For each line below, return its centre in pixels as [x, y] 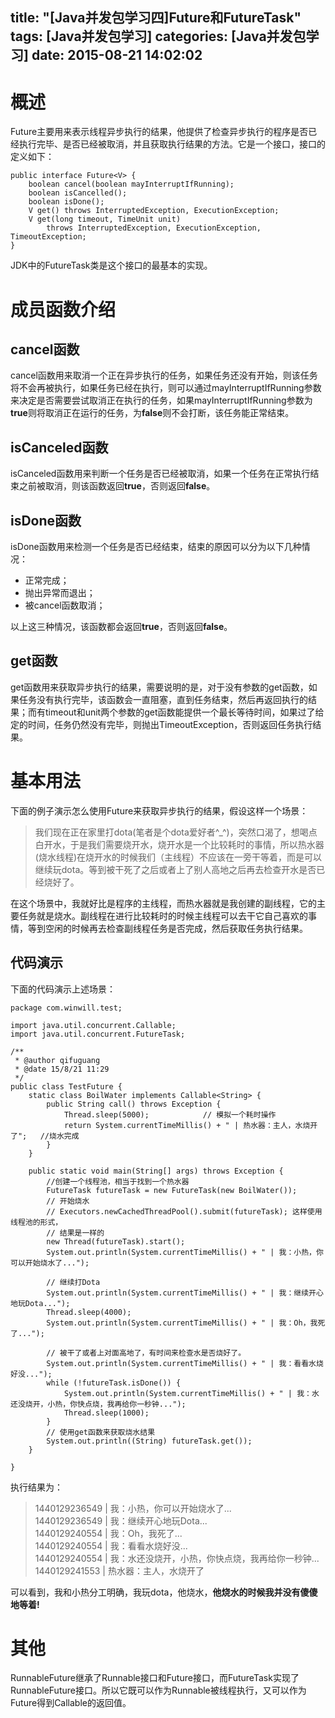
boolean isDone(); [66, 202]
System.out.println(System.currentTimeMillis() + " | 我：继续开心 [185, 1293]
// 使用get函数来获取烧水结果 [101, 1432]
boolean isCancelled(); [78, 193]
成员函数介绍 [63, 309]
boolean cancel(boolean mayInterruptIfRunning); [131, 184]
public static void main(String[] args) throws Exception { [156, 1171]
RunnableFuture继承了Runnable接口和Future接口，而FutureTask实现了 [155, 1678]
